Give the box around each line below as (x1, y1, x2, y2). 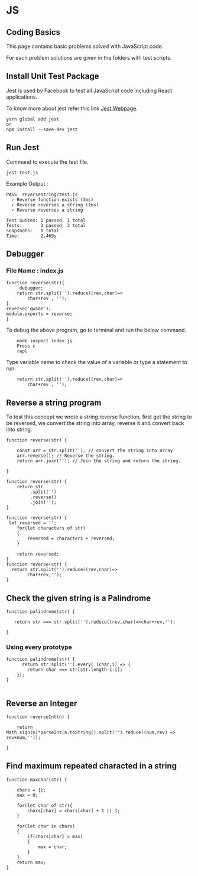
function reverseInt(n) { (6, 714, 70, 720)
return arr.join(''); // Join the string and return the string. (17, 458, 181, 464)
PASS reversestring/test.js (6, 192, 78, 197)
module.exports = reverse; (6, 311, 73, 317)
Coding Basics (6, 27, 61, 37)
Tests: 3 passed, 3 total (6, 222, 86, 228)
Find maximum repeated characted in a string (6, 761, 177, 771)
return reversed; (17, 551, 60, 557)
